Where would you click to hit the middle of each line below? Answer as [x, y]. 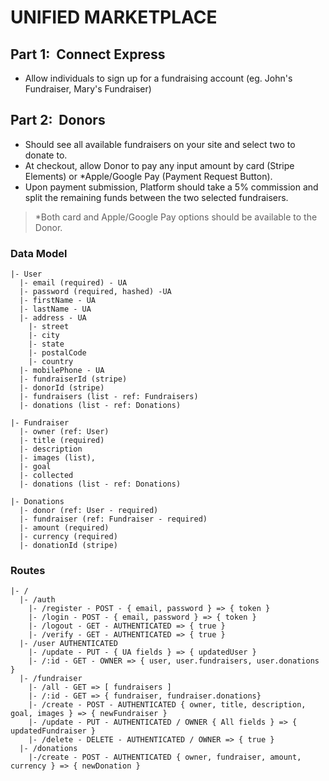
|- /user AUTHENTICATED [68, 644]
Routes [28, 571]
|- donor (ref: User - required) [89, 511]
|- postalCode [57, 353]
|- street [49, 327]
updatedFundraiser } [53, 731]
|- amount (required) [64, 528]
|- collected [46, 476]
